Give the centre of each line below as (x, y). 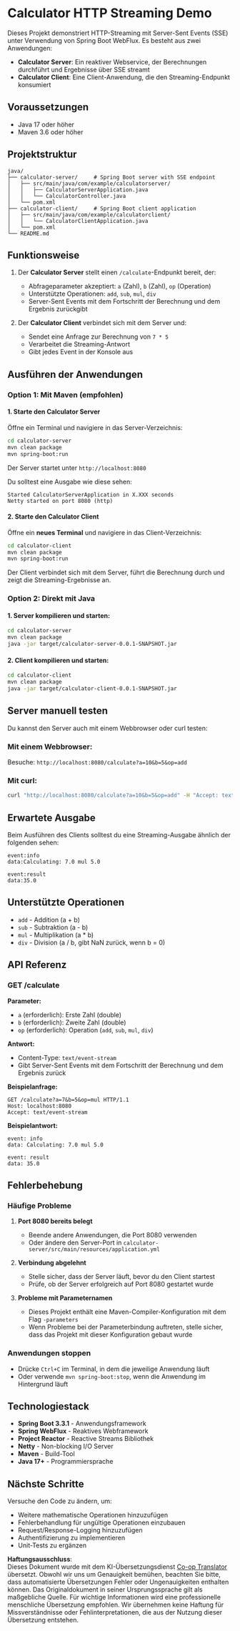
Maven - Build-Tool (46, 1454)
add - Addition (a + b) (49, 919)
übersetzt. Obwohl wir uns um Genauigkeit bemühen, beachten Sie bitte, (114, 1575)
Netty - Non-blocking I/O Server (65, 1446)
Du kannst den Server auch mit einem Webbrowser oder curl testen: (107, 728)
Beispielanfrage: (32, 1087)
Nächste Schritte (46, 1484)
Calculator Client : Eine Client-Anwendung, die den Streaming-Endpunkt (124, 77)
